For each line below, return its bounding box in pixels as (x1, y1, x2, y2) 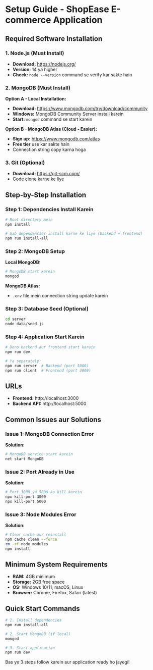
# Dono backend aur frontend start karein (5, 345, 96, 350)
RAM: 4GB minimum (12, 574, 55, 580)
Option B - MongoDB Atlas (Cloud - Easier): (5, 126, 97, 132)
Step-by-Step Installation (5, 190, 87, 199)
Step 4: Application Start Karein (5, 333, 85, 340)
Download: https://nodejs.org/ (12, 61, 76, 67)
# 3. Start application (5, 645, 55, 650)
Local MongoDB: (5, 259, 41, 265)
